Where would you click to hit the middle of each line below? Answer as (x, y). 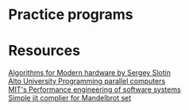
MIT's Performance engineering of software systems (94, 89)
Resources (44, 51)
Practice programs (71, 15)
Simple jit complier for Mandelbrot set (70, 98)
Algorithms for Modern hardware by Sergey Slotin (89, 73)
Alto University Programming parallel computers (87, 82)
